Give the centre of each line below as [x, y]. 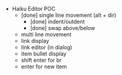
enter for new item [44, 67]
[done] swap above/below [63, 28]
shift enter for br [41, 60]
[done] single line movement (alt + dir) [69, 15]
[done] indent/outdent [57, 21]
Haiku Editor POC [34, 9]
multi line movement [46, 34]
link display [35, 41]
